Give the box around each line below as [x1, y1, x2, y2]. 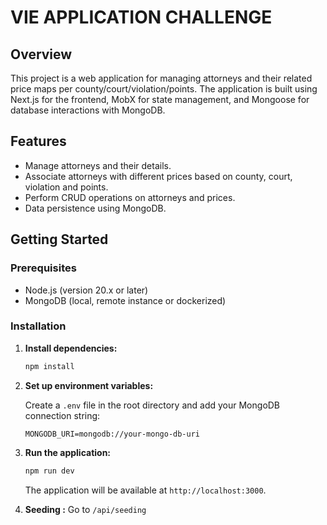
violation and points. [24, 181, 109, 193]
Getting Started [10, 231, 109, 248]
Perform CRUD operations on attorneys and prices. [24, 191, 236, 203]
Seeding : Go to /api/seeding [24, 503, 147, 515]
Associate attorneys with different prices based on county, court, [24, 170, 293, 182]
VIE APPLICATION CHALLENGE [10, 6, 273, 29]
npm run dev [24, 466, 75, 476]
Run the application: [24, 446, 112, 458]
